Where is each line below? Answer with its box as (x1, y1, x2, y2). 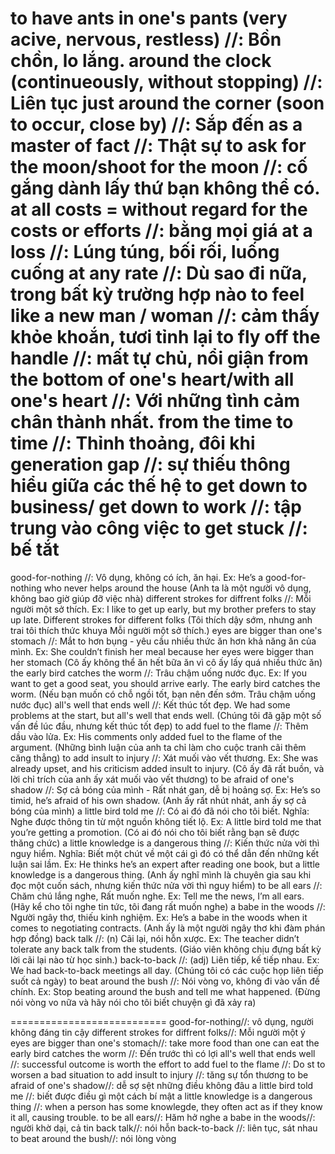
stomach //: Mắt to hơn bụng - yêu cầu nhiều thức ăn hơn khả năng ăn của (10, 635, 317, 647)
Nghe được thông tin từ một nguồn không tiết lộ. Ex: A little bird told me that (10, 815, 322, 827)
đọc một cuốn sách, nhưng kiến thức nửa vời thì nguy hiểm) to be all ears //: (10, 879, 323, 891)
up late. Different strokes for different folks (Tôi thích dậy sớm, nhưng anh (10, 613, 313, 626)
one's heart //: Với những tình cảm (10, 390, 301, 412)
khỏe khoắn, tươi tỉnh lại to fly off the (10, 326, 321, 349)
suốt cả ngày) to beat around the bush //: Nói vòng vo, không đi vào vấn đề (10, 975, 320, 987)
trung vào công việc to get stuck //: (10, 517, 308, 540)
